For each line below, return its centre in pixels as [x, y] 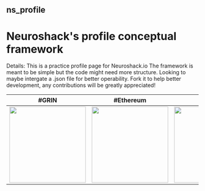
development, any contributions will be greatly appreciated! [81, 85]
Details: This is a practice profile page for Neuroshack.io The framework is [100, 66]
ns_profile [26, 10]
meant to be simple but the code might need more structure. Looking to [96, 72]
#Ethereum [130, 100]
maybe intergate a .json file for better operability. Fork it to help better [94, 79]
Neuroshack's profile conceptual [92, 36]
